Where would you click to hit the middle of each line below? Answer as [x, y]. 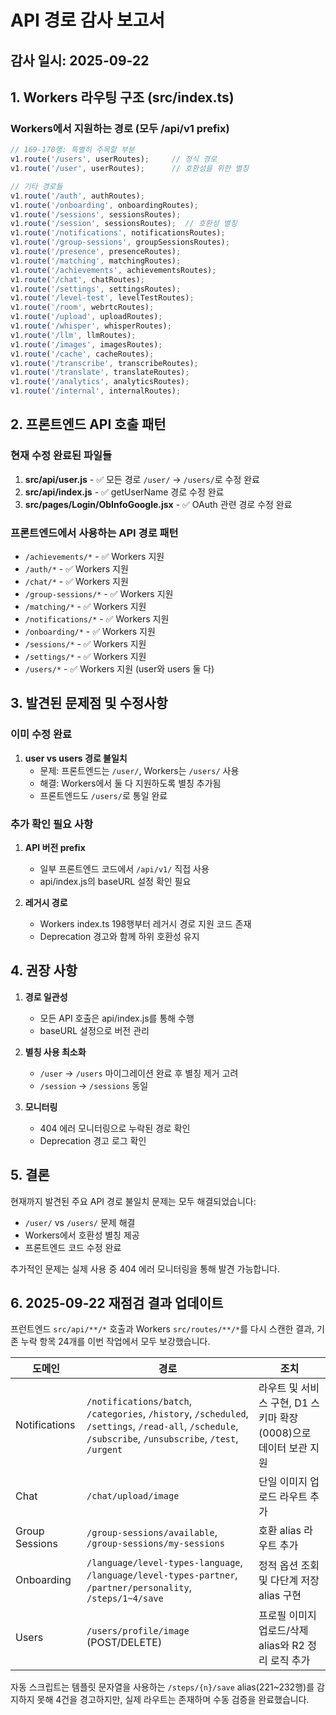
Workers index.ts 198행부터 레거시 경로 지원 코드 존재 [145, 923]
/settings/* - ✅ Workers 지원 [85, 656]
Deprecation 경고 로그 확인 [93, 1140]
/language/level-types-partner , [162, 1575]
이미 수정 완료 [41, 734]
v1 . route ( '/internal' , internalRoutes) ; [96, 391]
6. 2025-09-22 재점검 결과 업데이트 [117, 1303]
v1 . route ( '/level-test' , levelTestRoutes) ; [102, 298]
